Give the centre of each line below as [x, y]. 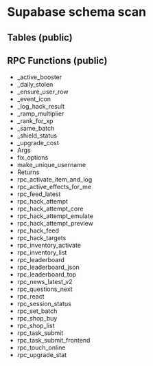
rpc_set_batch [37, 311]
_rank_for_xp [35, 121]
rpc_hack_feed [38, 230]
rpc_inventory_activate [49, 246]
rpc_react [31, 297]
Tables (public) [40, 37]
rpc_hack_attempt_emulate [55, 216]
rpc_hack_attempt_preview [55, 224]
